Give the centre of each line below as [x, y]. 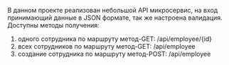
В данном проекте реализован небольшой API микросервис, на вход [113, 10]
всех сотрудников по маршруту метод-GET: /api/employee [106, 46]
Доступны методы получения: [53, 25]
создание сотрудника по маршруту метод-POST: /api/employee [114, 54]
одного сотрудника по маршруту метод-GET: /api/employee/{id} [114, 39]
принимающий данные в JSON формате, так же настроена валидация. [115, 18]
